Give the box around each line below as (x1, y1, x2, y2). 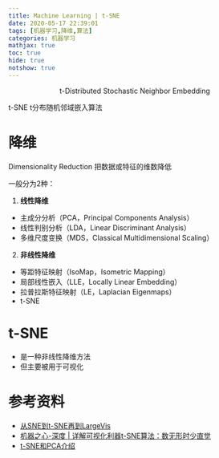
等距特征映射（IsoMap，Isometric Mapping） (19, 266, 170, 277)
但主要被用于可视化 (19, 362, 84, 371)
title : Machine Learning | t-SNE (8, 11, 120, 20)
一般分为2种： (8, 178, 55, 188)
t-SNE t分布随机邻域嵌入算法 (8, 102, 103, 112)
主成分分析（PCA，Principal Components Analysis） (19, 213, 194, 222)
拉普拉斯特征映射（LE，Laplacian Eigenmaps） (19, 286, 176, 297)
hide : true (8, 57, 45, 65)
